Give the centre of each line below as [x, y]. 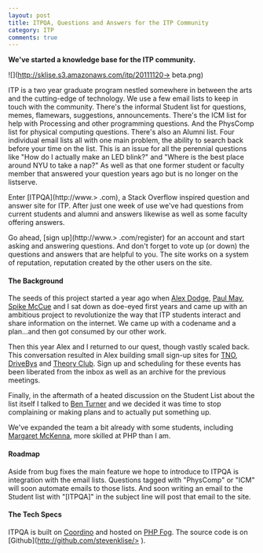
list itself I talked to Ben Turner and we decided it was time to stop [115, 404]
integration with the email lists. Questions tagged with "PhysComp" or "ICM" [131, 480]
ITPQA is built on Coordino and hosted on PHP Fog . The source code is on [128, 532]
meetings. [24, 380]
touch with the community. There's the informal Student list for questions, [127, 107]
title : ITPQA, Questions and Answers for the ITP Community [109, 23]
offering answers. [37, 223]
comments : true [33, 37]
